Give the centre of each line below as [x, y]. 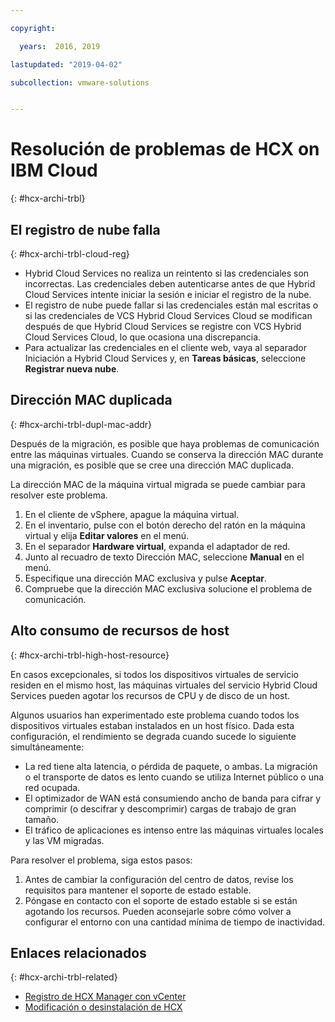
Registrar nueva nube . [72, 369]
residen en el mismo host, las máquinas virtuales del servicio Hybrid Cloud [164, 685]
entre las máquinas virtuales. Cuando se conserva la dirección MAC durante [167, 454]
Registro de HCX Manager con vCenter [105, 997]
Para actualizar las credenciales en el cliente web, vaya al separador [166, 347]
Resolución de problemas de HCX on [165, 149]
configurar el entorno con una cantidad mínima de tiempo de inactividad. [175, 922]
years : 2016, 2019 [60, 46]
